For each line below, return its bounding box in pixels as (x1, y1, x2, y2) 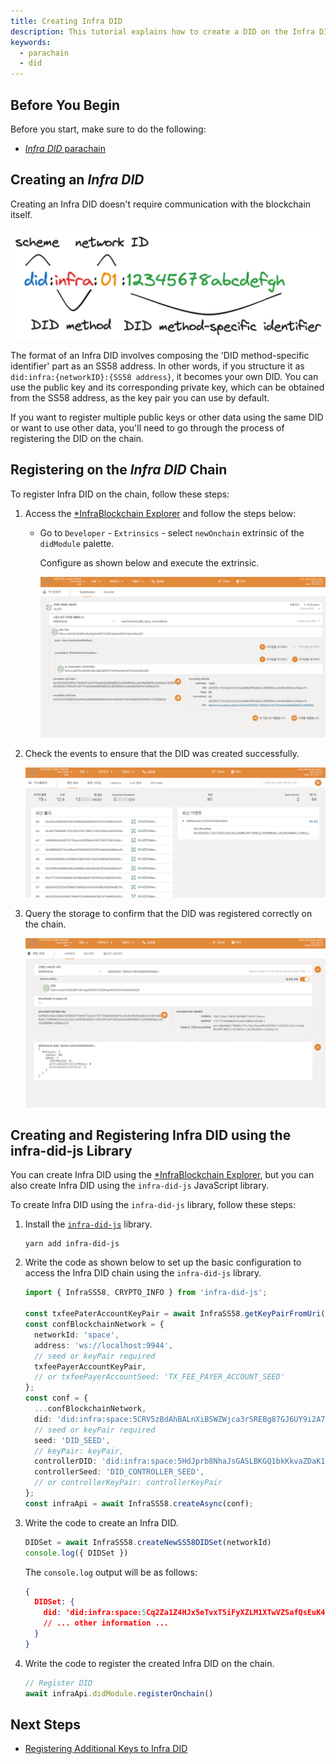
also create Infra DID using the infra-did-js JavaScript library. (10, 1180, 269, 1192)
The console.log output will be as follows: (24, 1566, 198, 1578)
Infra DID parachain (24, 142, 107, 154)
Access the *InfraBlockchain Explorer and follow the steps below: (24, 507, 297, 519)
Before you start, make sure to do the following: (10, 123, 207, 135)
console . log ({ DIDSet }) (24, 1548, 129, 1558)
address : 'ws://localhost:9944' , (34, 1340, 174, 1350)
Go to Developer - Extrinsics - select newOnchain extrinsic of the (39, 526, 305, 539)
